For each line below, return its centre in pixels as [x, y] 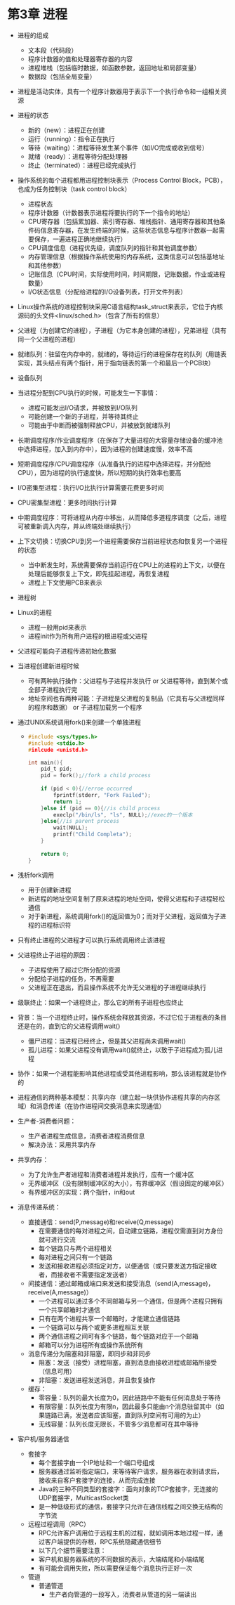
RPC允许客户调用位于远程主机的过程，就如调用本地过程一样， [128, 1533]
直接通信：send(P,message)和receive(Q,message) [101, 1222]
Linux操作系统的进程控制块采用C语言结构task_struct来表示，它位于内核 [120, 306]
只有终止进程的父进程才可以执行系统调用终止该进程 [91, 940]
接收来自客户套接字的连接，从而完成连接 [97, 1480]
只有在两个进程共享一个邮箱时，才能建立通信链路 [109, 1318]
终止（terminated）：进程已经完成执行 [82, 165]
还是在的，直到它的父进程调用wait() [69, 1026]
